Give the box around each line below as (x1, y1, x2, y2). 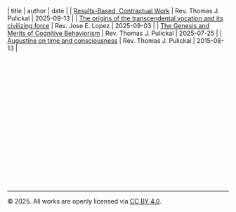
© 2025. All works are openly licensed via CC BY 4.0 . (7, 197, 162, 205)
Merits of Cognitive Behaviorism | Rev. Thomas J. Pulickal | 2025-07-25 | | (7, 29, 223, 37)
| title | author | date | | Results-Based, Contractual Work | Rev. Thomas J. (7, 7, 220, 15)
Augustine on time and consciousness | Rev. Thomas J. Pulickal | (7, 37, 195, 45)
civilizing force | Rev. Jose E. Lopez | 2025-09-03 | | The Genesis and (7, 22, 210, 29)
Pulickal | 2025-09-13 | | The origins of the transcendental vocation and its (7, 14, 223, 22)
